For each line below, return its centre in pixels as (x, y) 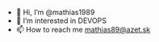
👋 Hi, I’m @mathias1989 (55, 12)
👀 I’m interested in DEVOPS (61, 21)
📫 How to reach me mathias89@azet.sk (83, 29)
